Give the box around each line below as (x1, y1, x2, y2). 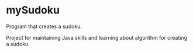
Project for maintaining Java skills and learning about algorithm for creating (6, 34, 188, 41)
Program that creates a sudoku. (6, 23, 82, 30)
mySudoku (6, 4, 60, 17)
